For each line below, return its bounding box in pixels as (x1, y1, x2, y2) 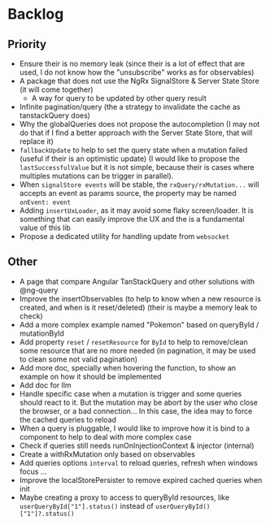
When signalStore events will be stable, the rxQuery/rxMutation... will (19, 180, 259, 189)
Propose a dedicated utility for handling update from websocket (19, 232, 229, 241)
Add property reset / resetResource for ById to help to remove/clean (19, 336, 249, 346)
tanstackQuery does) (19, 111, 91, 120)
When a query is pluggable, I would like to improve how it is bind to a (19, 423, 250, 433)
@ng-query (19, 285, 59, 295)
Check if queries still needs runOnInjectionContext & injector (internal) (19, 440, 255, 450)
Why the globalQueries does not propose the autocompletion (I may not (19, 119, 260, 128)
